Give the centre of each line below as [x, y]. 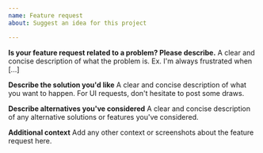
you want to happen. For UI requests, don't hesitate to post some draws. [126, 93]
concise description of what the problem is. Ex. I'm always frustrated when [130, 61]
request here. [30, 140]
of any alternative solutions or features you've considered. [104, 117]
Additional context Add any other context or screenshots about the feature [131, 132]
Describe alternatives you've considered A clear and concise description [130, 109]
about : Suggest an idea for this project [78, 23]
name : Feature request [46, 15]
